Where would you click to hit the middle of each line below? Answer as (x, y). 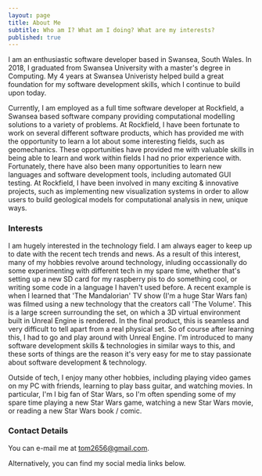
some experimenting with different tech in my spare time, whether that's (124, 271)
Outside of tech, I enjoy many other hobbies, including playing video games (130, 377)
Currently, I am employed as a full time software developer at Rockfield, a (126, 108)
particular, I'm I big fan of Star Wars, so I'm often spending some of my (122, 394)
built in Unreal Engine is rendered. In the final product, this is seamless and (129, 320)
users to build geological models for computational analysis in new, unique (128, 200)
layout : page (29, 15)
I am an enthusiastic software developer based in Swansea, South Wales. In (130, 60)
